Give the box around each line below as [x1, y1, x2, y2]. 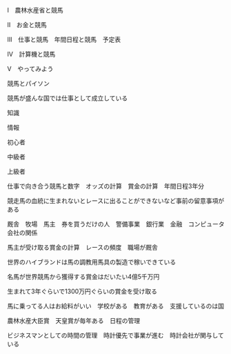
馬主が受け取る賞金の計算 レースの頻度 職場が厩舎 [7, 244, 159, 251]
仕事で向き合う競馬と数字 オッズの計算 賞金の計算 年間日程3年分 [7, 182, 205, 190]
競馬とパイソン [7, 79, 50, 88]
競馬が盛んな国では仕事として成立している [7, 94, 128, 102]
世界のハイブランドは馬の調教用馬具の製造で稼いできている [7, 258, 177, 266]
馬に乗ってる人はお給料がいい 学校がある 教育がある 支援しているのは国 [7, 302, 224, 310]
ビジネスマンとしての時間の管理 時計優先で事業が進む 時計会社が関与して [7, 331, 224, 340]
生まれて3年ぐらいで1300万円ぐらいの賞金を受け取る [7, 287, 157, 295]
